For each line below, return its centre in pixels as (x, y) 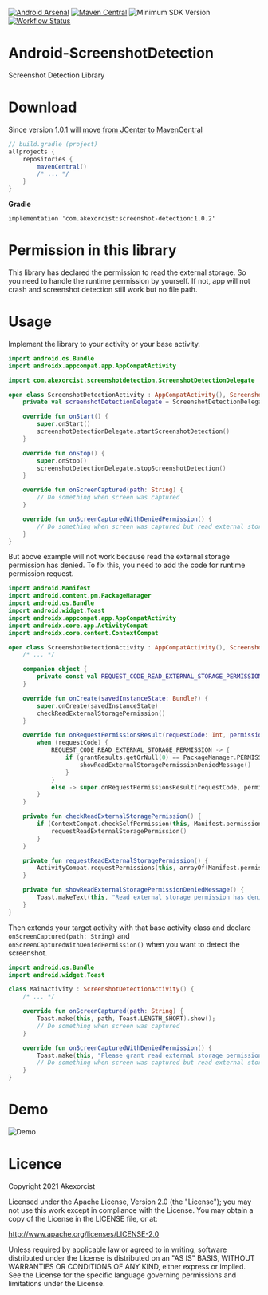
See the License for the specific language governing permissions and (122, 1275)
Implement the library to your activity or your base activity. (104, 344)
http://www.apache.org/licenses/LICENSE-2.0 (84, 1233)
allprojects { (32, 152)
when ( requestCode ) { (73, 743)
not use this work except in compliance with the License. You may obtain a (131, 1210)
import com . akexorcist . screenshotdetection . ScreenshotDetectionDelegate (132, 380)
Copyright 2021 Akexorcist (52, 1186)
